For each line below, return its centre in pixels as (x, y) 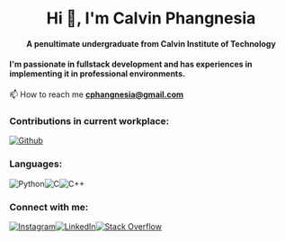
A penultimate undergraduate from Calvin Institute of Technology (151, 43)
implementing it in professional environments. (98, 74)
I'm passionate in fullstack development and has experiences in (131, 64)
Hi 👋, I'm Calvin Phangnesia (151, 18)
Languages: (36, 164)
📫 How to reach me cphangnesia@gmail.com (97, 94)
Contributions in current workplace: (89, 120)
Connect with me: (49, 207)
